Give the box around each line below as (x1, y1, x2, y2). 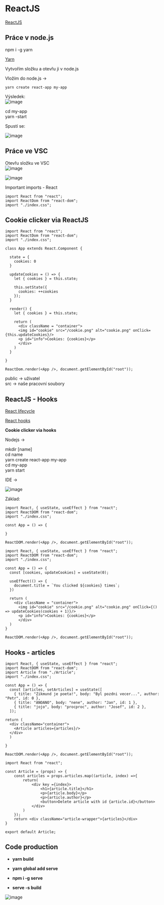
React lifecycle (5, 408, 35, 414)
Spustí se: (5, 123, 26, 129)
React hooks (5, 418, 31, 424)
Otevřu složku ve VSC (5, 160, 50, 166)
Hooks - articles (5, 648, 56, 657)
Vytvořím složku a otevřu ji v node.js (5, 66, 79, 71)
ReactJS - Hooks (5, 395, 58, 403)
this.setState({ (14, 285, 48, 290)
